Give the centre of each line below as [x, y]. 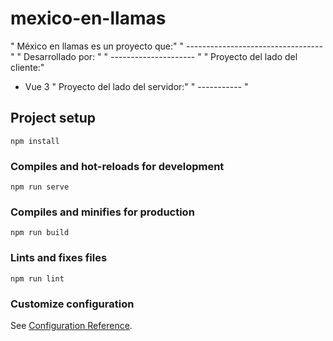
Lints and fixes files [59, 258]
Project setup [53, 118]
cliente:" [27, 67]
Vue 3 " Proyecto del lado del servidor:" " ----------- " [136, 86]
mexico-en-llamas [88, 18]
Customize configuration [72, 304]
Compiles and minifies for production [102, 212]
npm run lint [37, 278]
